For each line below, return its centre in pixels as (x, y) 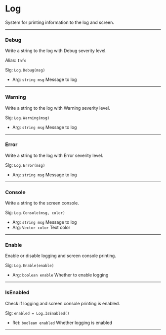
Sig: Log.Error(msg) (25, 165)
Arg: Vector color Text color (41, 228)
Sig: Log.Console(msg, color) (35, 213)
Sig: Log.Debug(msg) (25, 70)
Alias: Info (16, 61)
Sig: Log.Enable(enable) (30, 266)
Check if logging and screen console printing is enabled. (62, 303)
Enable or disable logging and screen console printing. (61, 256)
